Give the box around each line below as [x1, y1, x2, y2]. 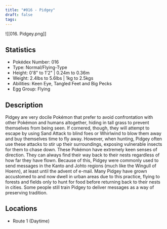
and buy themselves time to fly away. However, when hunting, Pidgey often [5, 136, 162, 142]
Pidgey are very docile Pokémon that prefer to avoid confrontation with [5, 114, 153, 120]
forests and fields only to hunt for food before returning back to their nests [5, 179, 160, 185]
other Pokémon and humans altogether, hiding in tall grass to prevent [5, 120, 149, 125]
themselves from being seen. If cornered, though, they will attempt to [5, 125, 150, 131]
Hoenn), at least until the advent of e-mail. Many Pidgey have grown [5, 168, 147, 174]
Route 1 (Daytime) [12, 218, 50, 224]
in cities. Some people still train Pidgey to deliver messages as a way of [5, 184, 154, 190]
